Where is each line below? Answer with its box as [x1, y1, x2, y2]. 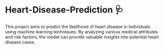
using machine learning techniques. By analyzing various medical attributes [5, 29, 158, 34]
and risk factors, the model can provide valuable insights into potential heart [5, 34, 159, 40]
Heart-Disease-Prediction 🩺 [5, 4, 124, 16]
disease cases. [5, 39, 35, 45]
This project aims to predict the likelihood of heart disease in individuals [5, 23, 151, 30]
